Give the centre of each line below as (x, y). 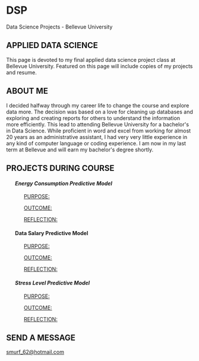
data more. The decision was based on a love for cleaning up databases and (99, 112)
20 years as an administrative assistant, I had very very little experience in (97, 137)
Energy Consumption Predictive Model (64, 183)
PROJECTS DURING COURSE (60, 168)
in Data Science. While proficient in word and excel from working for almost (99, 131)
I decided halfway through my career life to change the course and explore (98, 105)
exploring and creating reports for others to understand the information (93, 118)
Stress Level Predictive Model (52, 283)
